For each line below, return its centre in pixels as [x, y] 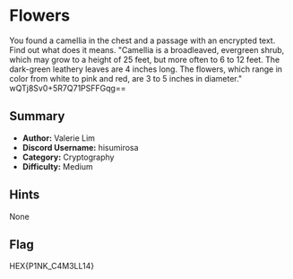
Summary [37, 116]
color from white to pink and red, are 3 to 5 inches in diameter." [126, 78]
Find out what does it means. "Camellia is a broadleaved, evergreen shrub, [147, 49]
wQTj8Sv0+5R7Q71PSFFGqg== [68, 88]
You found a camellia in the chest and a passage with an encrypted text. [142, 40]
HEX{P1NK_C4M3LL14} [52, 266]
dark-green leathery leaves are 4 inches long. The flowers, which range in [146, 69]
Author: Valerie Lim [59, 138]
